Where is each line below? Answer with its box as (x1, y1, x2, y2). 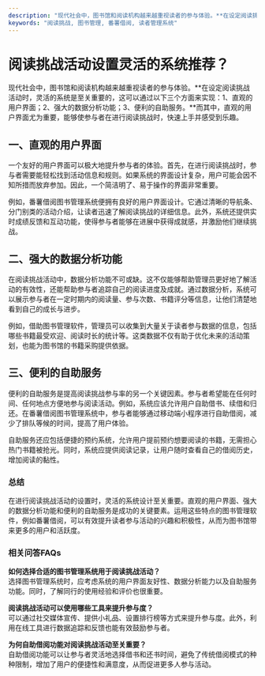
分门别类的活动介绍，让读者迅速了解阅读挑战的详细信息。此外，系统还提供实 (8, 207, 257, 217)
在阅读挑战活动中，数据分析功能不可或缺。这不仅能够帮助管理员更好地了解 (8, 274, 250, 285)
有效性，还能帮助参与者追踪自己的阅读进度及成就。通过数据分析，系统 (21, 285, 250, 294)
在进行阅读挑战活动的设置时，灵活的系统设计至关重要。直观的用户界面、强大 (8, 496, 257, 506)
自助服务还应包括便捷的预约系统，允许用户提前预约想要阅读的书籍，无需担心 (8, 435, 257, 444)
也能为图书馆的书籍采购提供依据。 (21, 341, 132, 350)
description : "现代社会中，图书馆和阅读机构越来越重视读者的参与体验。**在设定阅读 (8, 11, 253, 20)
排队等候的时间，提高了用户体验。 (21, 418, 132, 428)
